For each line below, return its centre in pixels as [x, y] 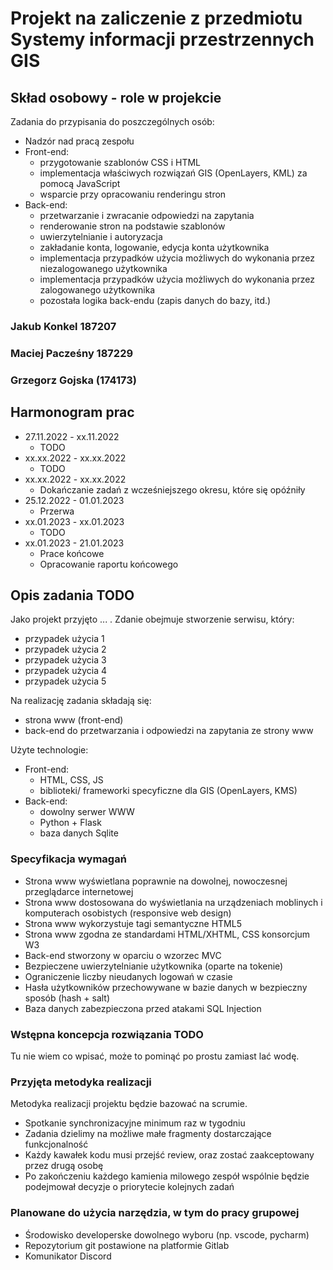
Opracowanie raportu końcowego [109, 564]
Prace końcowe [72, 553]
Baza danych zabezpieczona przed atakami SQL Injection [143, 1008]
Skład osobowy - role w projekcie [116, 97]
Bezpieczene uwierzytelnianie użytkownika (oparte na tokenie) [154, 966]
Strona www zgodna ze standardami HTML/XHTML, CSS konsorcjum [167, 934]
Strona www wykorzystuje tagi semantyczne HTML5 [133, 923]
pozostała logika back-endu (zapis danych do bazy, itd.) [155, 300]
